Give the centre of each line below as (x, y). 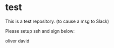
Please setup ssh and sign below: (40, 31)
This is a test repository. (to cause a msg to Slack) (57, 21)
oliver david (17, 41)
